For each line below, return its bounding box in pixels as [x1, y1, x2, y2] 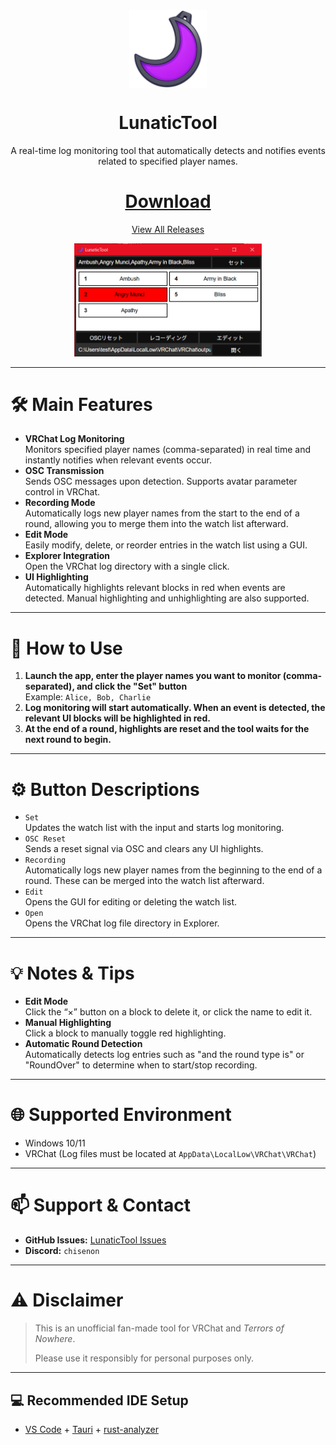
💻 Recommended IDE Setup [10, 1392, 189, 1409]
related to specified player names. [98, 155, 238, 167]
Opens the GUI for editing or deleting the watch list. [24, 896, 237, 908]
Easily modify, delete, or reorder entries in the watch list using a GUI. [24, 539, 308, 551]
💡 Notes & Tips [10, 962, 135, 984]
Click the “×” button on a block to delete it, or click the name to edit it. [24, 1006, 313, 1018]
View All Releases [131, 223, 205, 235]
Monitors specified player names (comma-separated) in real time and [24, 444, 311, 456]
